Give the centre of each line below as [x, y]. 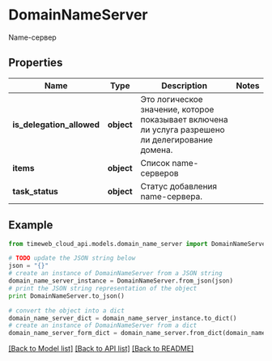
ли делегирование [176, 139]
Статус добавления [178, 186]
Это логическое [172, 99]
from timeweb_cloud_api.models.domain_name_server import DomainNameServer [139, 244]
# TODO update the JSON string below [72, 258]
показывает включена [184, 119]
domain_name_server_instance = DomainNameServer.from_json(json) [121, 281]
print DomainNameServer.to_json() [67, 296]
